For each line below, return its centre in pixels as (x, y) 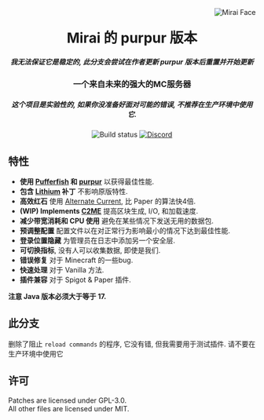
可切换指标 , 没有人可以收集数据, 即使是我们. (90, 250)
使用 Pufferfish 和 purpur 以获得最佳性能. (87, 181)
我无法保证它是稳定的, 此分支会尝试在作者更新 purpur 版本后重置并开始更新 (132, 61)
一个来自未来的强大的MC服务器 (132, 84)
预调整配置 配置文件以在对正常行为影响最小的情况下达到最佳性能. (125, 230)
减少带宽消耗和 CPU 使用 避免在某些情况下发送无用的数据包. (117, 221)
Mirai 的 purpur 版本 (132, 38)
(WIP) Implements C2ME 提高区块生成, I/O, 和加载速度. (109, 210)
